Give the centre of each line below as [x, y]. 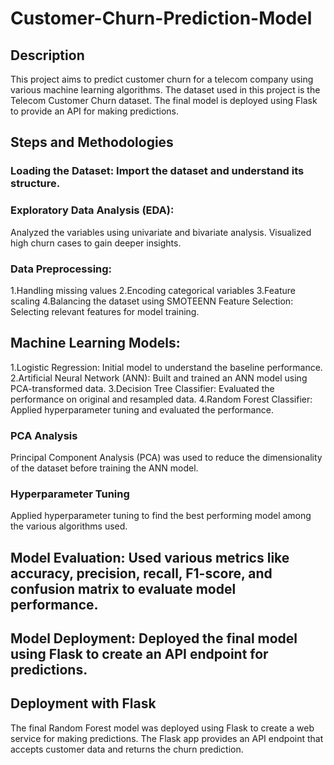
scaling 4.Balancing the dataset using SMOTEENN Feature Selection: [152, 301]
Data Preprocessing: [61, 269]
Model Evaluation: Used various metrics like [150, 557]
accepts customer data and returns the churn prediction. [127, 749]
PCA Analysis [44, 435]
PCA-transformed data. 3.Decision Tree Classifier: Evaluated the [142, 388]
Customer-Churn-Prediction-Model [161, 18]
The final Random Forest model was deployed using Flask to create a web [162, 728]
